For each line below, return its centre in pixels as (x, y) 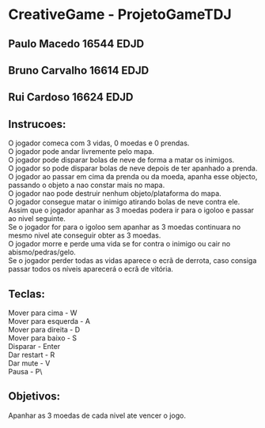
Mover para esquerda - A (49, 321)
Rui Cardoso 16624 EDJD (71, 98)
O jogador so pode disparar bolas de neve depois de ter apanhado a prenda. (133, 168)
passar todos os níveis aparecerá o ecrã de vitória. (91, 269)
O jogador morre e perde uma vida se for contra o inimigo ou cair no (119, 244)
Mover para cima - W (43, 313)
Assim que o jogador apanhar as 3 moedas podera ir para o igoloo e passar (131, 210)
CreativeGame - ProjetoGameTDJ (120, 15)
